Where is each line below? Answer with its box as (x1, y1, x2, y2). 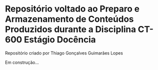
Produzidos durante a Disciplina (5, 24, 136, 35)
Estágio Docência (24, 34, 96, 45)
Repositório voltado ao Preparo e (5, 3, 140, 14)
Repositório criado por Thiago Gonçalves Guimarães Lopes (5, 50, 123, 56)
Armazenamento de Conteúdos (5, 14, 134, 25)
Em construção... (5, 59, 39, 65)
